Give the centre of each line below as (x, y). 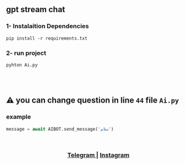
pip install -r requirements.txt (47, 38)
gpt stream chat (36, 10)
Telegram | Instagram (98, 155)
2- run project (26, 53)
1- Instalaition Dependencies (47, 26)
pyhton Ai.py (22, 65)
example (18, 117)
